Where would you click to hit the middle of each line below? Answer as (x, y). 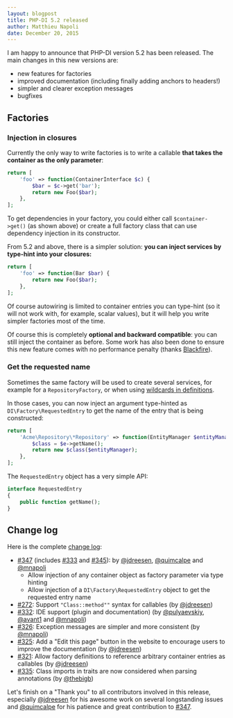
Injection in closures (42, 138)
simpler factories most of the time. (56, 321)
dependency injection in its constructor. (64, 233)
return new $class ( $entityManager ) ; (85, 450)
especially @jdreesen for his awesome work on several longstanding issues (115, 699)
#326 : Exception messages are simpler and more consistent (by (109, 627)
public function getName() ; (60, 502)
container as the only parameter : (55, 160)
